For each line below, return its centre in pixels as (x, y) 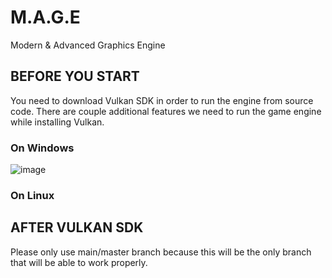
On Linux (32, 195)
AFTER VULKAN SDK (77, 227)
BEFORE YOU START (75, 76)
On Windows (42, 148)
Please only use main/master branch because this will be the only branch (161, 252)
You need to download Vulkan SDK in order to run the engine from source (162, 100)
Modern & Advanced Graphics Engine (88, 45)
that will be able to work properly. (79, 262)
